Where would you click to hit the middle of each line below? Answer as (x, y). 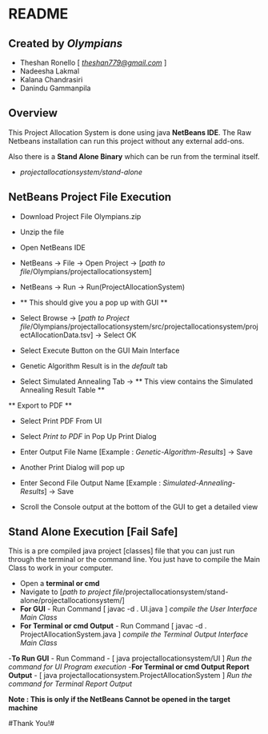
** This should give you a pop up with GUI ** (94, 302)
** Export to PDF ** (40, 405)
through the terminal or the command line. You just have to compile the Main (134, 560)
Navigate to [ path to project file (71, 592)
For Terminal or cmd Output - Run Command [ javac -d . (113, 626)
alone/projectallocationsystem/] (72, 600)
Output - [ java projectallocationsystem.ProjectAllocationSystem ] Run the (130, 676)
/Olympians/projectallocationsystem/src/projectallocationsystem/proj (144, 326)
